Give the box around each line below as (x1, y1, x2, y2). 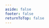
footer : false (5, 11, 34, 16)
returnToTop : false (5, 16, 45, 20)
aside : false (5, 7, 32, 12)
